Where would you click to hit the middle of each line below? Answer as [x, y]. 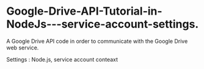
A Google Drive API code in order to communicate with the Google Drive [97, 41]
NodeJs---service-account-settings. [103, 24]
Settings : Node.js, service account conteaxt [62, 59]
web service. [23, 48]
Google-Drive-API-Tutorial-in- [85, 11]
